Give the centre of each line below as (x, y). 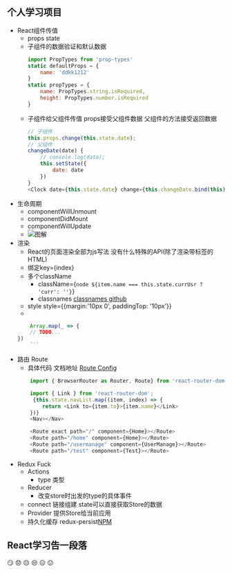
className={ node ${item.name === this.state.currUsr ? (120, 284)
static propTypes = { (58, 85)
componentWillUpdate (59, 226)
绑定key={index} (51, 267)
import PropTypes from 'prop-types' (80, 59)
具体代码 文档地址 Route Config (72, 368)
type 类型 (51, 480)
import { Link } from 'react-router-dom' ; (92, 393)
